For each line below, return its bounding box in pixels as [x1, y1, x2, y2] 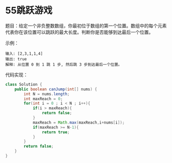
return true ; [41, 129, 70, 135]
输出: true [5, 56, 27, 62]
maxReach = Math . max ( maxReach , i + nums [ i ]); [32, 120, 125, 125]
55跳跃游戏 [5, 5, 53, 16]
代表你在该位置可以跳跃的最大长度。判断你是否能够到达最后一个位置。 [5, 29, 154, 35]
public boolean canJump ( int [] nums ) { [14, 87, 97, 92]
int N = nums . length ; [24, 91, 70, 96]
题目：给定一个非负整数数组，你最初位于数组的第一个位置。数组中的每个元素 [5, 23, 167, 29]
